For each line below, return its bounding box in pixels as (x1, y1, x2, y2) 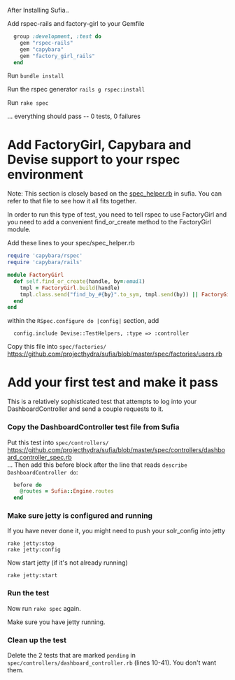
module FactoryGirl (7, 272, 64, 279)
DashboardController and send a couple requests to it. (7, 405, 164, 413)
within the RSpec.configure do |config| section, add (7, 317, 159, 325)
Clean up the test (7, 635, 66, 645)
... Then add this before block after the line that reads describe (7, 461, 187, 469)
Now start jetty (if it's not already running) (7, 558, 128, 567)
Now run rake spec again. (7, 604, 82, 612)
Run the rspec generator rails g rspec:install (7, 85, 145, 94)
